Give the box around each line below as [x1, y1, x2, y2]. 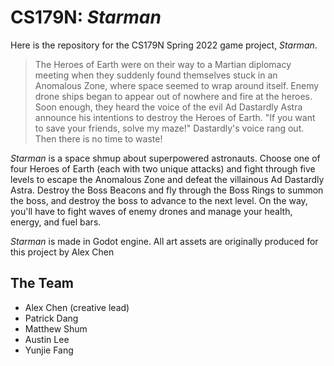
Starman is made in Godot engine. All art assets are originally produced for [10, 235, 319, 247]
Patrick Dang [24, 312, 79, 324]
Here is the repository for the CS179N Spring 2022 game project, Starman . [10, 39, 318, 51]
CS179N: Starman [10, 6, 162, 29]
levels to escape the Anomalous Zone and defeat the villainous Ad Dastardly [10, 173, 325, 185]
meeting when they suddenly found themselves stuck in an [34, 69, 278, 81]
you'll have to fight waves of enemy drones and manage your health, [10, 205, 293, 217]
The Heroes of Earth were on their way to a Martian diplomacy [34, 58, 292, 70]
